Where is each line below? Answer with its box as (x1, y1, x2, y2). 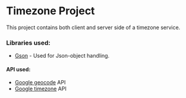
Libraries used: (6, 39, 51, 47)
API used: (6, 65, 31, 72)
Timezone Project (6, 4, 95, 18)
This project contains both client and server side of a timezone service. (6, 24, 181, 31)
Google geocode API (14, 79, 66, 86)
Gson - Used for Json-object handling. (14, 52, 110, 59)
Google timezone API (14, 85, 67, 93)
